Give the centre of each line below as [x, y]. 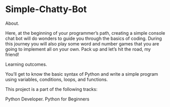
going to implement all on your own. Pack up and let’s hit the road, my [78, 49]
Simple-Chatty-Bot [46, 9]
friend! [12, 55]
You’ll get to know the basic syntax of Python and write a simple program [82, 74]
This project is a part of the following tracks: [52, 89]
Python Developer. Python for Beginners [47, 99]
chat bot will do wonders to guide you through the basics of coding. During [84, 38]
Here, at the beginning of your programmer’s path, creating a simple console [85, 33]
